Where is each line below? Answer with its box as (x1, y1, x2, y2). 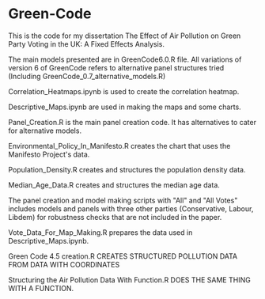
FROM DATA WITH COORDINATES (8, 259, 120, 269)
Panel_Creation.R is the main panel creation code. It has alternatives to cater (8, 117, 257, 127)
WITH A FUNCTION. (8, 283, 74, 293)
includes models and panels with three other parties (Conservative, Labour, (8, 203, 254, 214)
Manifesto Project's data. (8, 149, 90, 159)
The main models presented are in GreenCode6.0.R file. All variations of (8, 55, 242, 64)
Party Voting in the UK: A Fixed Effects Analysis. (8, 39, 165, 48)
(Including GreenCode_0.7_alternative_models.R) (8, 71, 166, 81)
